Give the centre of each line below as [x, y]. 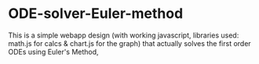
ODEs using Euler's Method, [54, 52]
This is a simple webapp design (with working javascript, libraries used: [124, 35]
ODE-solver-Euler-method [96, 14]
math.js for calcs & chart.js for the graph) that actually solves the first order [129, 43]
